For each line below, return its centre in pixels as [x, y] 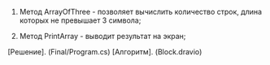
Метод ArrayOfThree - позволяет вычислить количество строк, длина [140, 12]
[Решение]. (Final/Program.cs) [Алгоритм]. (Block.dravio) [105, 52]
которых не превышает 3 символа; [80, 20]
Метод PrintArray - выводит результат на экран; [102, 36]
